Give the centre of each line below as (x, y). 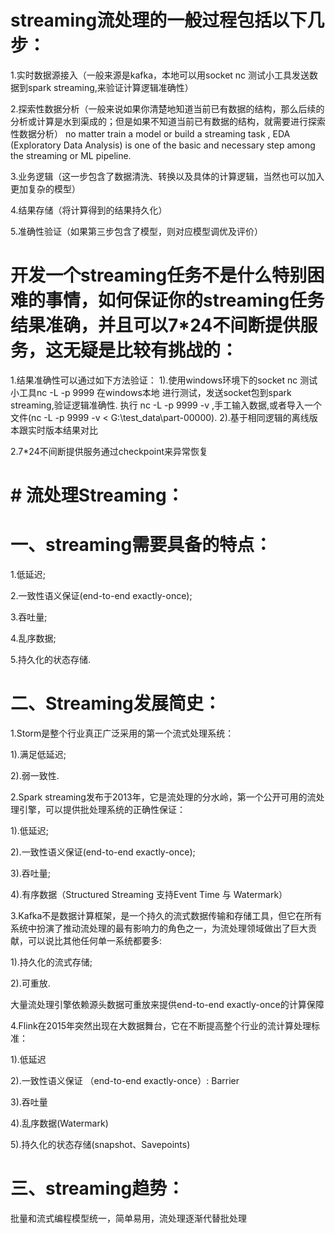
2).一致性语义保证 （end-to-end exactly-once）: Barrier (125, 1080)
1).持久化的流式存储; (51, 962)
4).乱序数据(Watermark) (59, 1123)
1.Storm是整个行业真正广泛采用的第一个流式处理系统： (122, 733)
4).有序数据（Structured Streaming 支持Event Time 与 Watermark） (149, 894)
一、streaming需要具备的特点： (141, 545)
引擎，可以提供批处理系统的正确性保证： (102, 809)
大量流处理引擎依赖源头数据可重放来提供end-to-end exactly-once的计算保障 (167, 1004)
